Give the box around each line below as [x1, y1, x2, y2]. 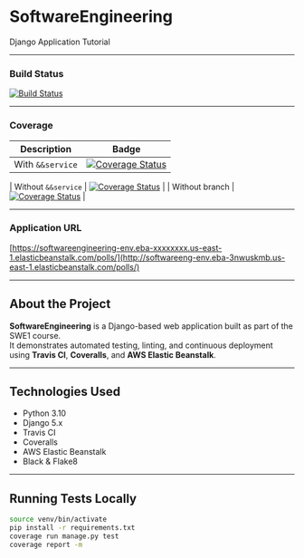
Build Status [9, 67, 64, 80]
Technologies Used [9, 384, 120, 399]
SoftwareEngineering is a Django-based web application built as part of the [9, 320, 294, 332]
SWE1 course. [9, 330, 62, 341]
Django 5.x [22, 418, 63, 428]
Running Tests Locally [9, 491, 138, 506]
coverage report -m [9, 540, 83, 549]
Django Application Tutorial [9, 36, 110, 47]
